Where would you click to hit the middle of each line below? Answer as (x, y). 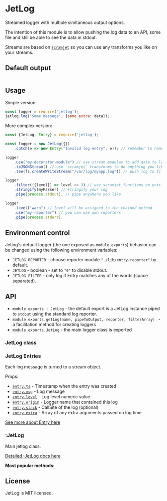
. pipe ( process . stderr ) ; (39, 217)
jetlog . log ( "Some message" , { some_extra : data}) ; (58, 116)
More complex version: (29, 126)
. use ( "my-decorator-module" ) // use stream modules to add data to (85, 162)
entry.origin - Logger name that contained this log (65, 402)
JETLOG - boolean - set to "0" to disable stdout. (60, 270)
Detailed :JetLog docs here (33, 456)
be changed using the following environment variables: (61, 250)
